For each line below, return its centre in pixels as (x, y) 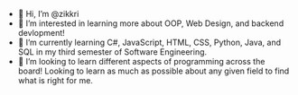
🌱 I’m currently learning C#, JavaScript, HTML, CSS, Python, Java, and (149, 42)
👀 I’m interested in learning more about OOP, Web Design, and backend (151, 23)
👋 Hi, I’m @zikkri (48, 14)
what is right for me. (55, 80)
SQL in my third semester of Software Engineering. (112, 52)
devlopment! (41, 33)
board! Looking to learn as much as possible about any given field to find (154, 71)
